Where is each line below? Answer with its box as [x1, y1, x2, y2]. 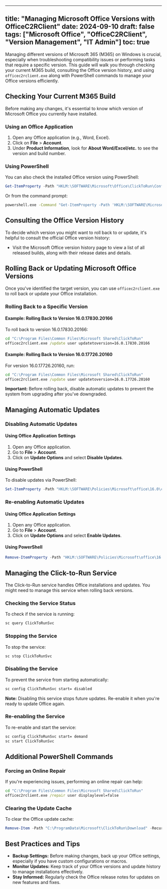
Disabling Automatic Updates [5, 420, 78, 427]
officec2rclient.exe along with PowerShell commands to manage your [5, 72, 152, 78]
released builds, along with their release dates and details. [12, 250, 132, 256]
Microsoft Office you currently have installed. [5, 111, 98, 117]
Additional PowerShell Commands [5, 752, 113, 761]
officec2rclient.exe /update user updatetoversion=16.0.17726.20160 [5, 377, 150, 382]
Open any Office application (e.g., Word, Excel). [12, 134, 110, 140]
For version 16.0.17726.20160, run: [5, 362, 75, 368]
